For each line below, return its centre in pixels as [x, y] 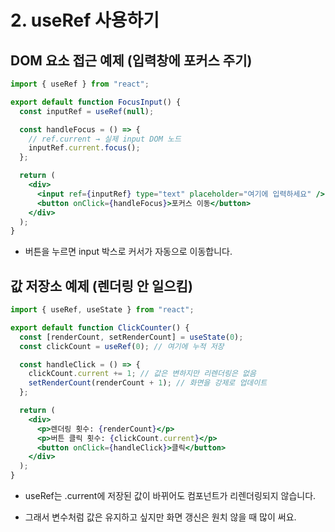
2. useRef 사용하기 [85, 20]
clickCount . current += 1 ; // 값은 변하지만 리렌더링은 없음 [142, 374]
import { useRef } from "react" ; [80, 84]
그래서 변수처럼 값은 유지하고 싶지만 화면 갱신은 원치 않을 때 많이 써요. [160, 517]
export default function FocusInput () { [96, 102]
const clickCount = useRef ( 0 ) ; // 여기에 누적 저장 [122, 346]
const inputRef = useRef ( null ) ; [87, 111]
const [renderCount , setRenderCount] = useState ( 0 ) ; [131, 337]
